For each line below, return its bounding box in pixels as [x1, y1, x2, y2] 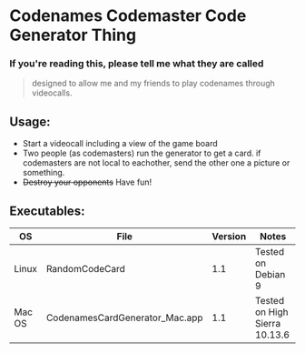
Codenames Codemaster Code [9, 5, 247, 26]
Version [212, 230, 247, 243]
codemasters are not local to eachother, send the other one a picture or [22, 157, 290, 168]
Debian [254, 268, 286, 281]
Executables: [9, 203, 85, 218]
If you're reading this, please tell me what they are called [9, 57, 264, 70]
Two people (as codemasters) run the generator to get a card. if [22, 147, 261, 159]
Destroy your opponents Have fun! [22, 176, 152, 187]
